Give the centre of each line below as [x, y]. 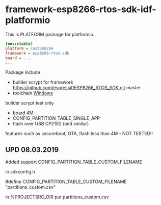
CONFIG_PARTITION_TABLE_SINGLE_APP [56, 118]
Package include [23, 72]
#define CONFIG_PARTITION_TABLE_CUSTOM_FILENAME [66, 182]
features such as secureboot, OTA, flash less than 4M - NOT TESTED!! [79, 134]
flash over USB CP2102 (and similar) [51, 124]
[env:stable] [19, 44]
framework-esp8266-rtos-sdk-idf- [81, 9]
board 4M [23, 113]
